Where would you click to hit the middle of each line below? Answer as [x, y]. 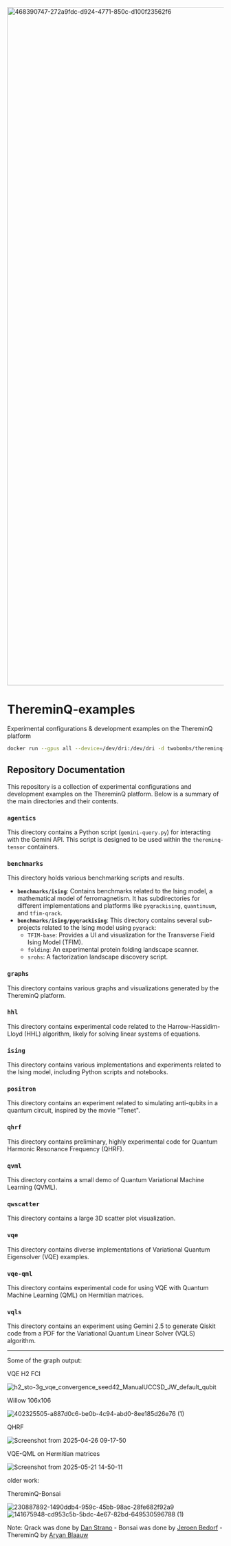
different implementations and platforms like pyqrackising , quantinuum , [117, 906]
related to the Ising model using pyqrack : [99, 928]
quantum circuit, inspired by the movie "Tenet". [74, 1111]
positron [22, 1089]
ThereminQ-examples [71, 709]
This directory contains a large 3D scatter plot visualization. [91, 1218]
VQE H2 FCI [24, 1374]
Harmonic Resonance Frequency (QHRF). [66, 1148]
